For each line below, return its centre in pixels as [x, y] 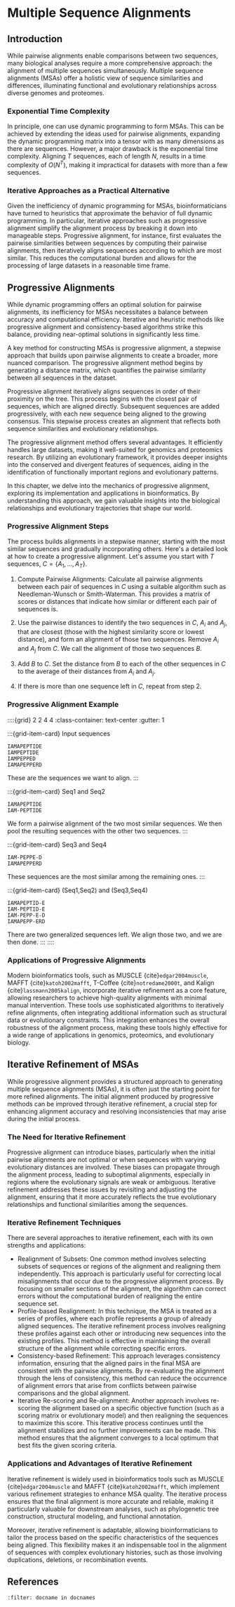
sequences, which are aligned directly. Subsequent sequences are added [113, 406]
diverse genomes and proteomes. [56, 93]
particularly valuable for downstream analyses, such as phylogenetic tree [113, 1509]
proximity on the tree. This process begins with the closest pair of [102, 399]
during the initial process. [44, 1118]
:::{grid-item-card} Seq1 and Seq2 [56, 791]
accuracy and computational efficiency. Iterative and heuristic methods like [116, 319]
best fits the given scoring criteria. [67, 1446]
